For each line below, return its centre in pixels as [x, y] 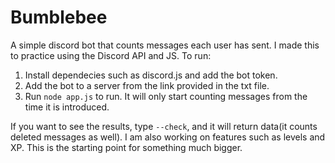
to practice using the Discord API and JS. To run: [111, 55]
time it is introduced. [67, 107]
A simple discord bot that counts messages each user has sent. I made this [165, 45]
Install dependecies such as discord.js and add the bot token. [151, 75]
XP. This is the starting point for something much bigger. [126, 147]
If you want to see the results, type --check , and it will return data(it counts [164, 126]
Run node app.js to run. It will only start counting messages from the [166, 96]
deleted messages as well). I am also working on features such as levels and [168, 137]
